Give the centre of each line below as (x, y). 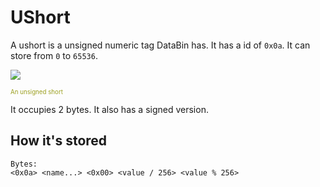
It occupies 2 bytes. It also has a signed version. (109, 109)
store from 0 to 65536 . (54, 55)
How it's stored (59, 141)
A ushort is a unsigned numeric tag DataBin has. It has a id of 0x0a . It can (160, 45)
